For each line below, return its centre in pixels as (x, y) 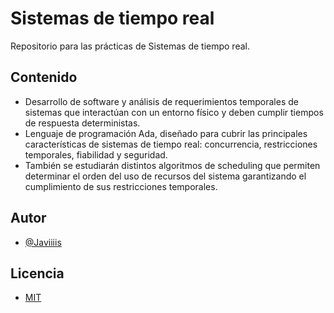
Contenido (44, 77)
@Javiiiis (43, 242)
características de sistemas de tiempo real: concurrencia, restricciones (171, 144)
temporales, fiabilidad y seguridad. (96, 154)
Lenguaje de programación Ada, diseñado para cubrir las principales (166, 133)
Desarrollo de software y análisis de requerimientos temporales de (161, 101)
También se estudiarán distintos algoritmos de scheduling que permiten (172, 165)
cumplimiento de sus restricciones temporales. (121, 186)
